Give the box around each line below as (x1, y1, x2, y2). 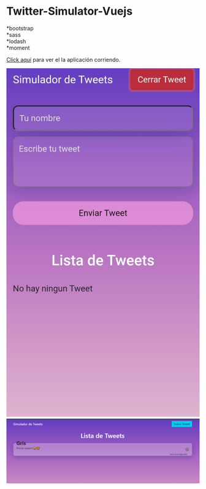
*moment (6, 44, 30, 51)
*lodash (6, 37, 26, 45)
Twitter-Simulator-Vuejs (6, 4, 133, 18)
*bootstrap (6, 25, 34, 32)
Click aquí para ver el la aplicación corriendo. (6, 56, 121, 63)
